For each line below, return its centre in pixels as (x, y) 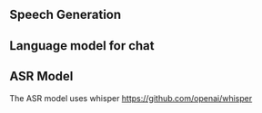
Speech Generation (65, 15)
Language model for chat (82, 46)
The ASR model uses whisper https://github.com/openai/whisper (131, 98)
